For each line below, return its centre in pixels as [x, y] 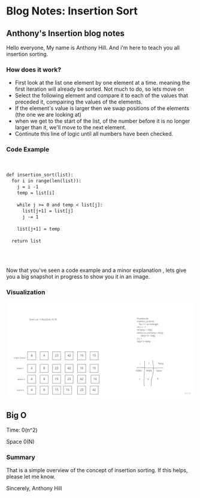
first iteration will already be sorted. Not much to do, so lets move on [99, 89]
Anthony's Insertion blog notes [65, 33]
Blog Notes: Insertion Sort [72, 11]
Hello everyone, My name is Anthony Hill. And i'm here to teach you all [93, 48]
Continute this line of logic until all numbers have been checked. [94, 134]
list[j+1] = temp [39, 229]
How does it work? [34, 69]
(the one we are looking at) [48, 115]
